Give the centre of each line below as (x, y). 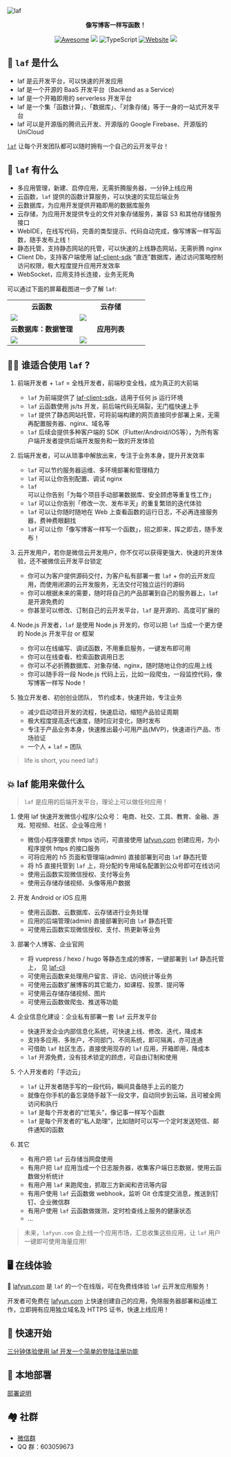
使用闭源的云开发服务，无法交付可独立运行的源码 (115, 585)
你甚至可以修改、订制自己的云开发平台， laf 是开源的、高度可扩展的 (124, 610)
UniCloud (30, 132)
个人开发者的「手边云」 (50, 1072)
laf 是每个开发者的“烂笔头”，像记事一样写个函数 (96, 1113)
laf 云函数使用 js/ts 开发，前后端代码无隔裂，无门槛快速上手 (113, 407)
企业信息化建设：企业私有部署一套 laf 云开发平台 (87, 1017)
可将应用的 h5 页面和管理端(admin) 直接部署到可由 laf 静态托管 (117, 857)
